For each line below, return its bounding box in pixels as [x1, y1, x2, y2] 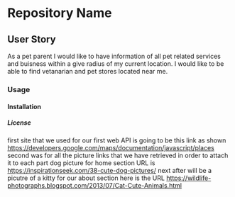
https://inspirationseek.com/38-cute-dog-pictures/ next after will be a [7, 167, 212, 175]
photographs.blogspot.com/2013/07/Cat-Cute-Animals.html [7, 181, 182, 190]
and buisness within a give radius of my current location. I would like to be [7, 60, 224, 68]
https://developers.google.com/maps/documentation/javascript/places [7, 144, 214, 152]
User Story [7, 33, 56, 45]
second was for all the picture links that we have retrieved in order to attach [7, 151, 229, 160]
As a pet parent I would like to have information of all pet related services [7, 52, 222, 60]
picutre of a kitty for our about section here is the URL [7, 174, 165, 182]
